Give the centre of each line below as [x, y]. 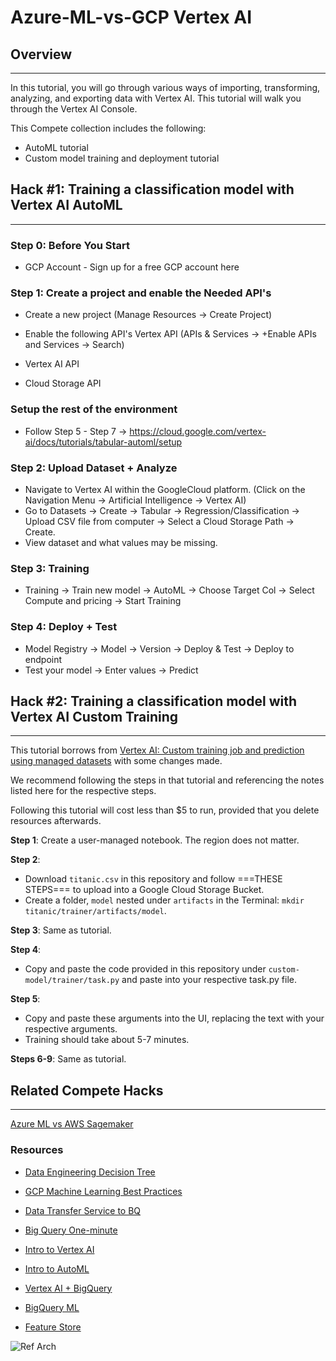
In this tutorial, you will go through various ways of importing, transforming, [165, 87]
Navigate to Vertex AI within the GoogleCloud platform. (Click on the [165, 489]
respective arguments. [71, 1029]
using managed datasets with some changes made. [116, 761]
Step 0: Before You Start [70, 245]
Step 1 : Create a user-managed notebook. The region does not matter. [155, 840]
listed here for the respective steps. [83, 791]
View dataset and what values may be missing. [121, 542]
